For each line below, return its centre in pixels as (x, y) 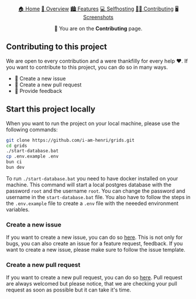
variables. (18, 209)
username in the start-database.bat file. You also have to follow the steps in (98, 197)
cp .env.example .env (32, 157)
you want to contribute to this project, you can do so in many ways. (87, 67)
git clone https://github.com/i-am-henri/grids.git (70, 140)
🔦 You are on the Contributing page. (98, 28)
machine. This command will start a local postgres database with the (89, 185)
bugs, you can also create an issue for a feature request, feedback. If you (94, 244)
